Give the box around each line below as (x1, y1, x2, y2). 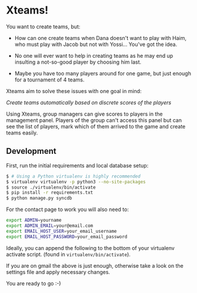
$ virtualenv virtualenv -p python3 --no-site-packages (6, 179, 146, 185)
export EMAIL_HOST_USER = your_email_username (6, 228, 117, 234)
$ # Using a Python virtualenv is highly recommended (6, 173, 141, 179)
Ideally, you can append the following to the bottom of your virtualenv (6, 244, 175, 251)
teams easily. (6, 129, 38, 136)
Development (6, 146, 57, 156)
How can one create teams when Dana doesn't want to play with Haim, (14, 34, 187, 41)
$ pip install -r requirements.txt (6, 190, 94, 196)
